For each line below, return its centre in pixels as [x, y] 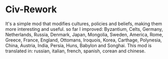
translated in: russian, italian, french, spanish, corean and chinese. [76, 51]
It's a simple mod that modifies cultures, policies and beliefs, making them [84, 24]
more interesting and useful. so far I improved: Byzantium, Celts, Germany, [84, 29]
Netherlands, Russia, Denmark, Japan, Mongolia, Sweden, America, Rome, [84, 34]
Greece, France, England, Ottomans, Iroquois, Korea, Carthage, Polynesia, [83, 40]
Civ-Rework [31, 9]
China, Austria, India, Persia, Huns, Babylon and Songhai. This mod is [79, 45]
